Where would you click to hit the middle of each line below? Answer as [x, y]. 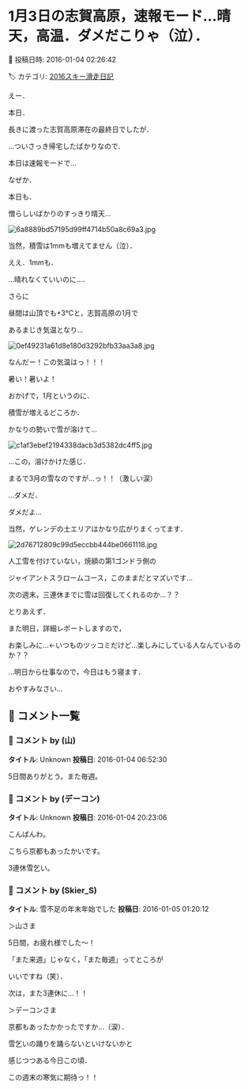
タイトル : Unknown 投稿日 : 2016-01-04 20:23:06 [88, 817]
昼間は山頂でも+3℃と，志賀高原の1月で [73, 313]
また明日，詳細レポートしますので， [67, 628]
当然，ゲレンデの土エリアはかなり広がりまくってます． [98, 528]
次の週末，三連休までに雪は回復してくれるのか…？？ [94, 594]
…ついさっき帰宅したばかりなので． [66, 146]
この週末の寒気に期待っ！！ [53, 1077]
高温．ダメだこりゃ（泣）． [122, 36]
